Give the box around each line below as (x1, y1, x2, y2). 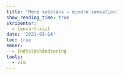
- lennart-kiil (12, 25, 51, 32)
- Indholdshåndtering (12, 48, 67, 54)
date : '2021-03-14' (6, 31, 56, 37)
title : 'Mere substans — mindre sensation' (6, 8, 119, 15)
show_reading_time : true (6, 15, 70, 21)
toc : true (6, 37, 32, 43)
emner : (6, 43, 23, 49)
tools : (6, 54, 23, 60)
